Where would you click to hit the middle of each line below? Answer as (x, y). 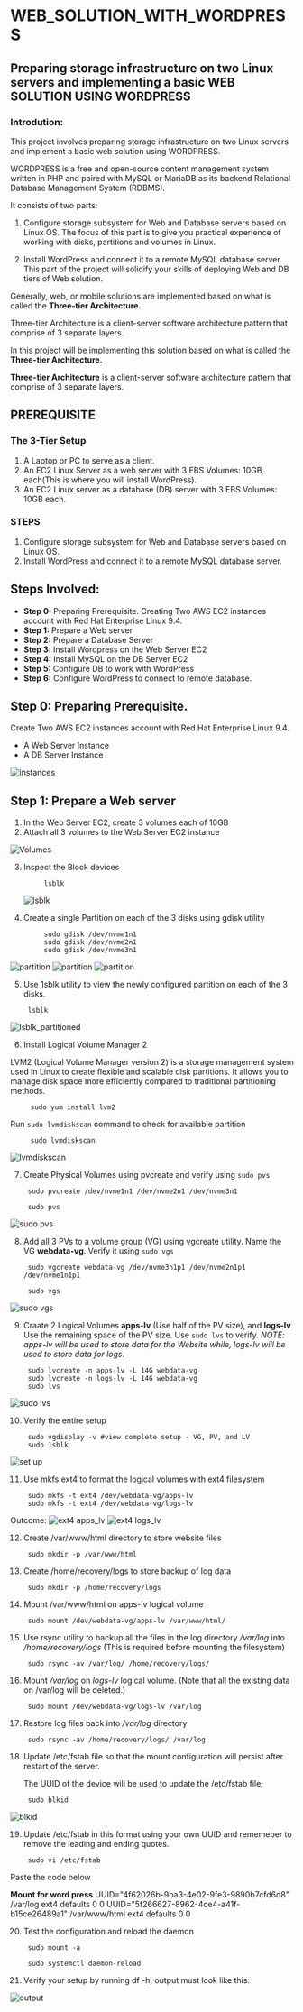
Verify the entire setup (65, 1420)
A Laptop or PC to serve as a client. (89, 460)
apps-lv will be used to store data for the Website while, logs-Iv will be (155, 1345)
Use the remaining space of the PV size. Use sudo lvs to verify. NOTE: (154, 1335)
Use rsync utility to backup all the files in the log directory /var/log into (154, 1638)
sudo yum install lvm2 (73, 1107)
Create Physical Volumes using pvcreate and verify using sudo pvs (147, 1175)
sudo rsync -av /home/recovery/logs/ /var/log (116, 1740)
